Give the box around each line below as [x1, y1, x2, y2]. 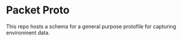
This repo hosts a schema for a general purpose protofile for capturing [6, 23, 177, 30]
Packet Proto [6, 4, 70, 17]
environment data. [6, 29, 50, 36]
